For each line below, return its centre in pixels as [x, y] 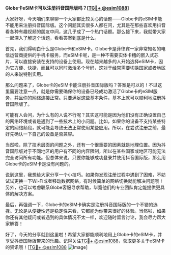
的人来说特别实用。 [25, 74]
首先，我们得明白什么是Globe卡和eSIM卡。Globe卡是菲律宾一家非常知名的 [83, 49]
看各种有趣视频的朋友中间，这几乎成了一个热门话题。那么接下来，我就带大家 [85, 32]
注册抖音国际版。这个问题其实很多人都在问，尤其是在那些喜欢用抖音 [94, 25]
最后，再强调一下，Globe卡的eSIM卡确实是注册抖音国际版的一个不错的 [79, 205]
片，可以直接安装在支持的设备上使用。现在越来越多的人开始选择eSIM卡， [82, 61]
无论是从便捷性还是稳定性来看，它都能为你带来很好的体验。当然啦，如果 [90, 211]
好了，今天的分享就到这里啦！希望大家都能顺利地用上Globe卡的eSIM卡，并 [84, 234]
